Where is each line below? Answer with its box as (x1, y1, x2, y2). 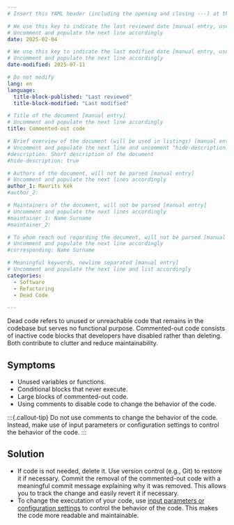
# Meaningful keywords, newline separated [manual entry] (7, 259, 179, 267)
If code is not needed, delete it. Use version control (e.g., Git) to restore (17, 467, 223, 475)
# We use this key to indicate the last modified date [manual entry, (7, 48, 217, 56)
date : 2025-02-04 (7, 36, 58, 42)
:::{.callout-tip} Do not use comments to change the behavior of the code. (7, 414, 218, 422)
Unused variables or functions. (17, 377, 106, 386)
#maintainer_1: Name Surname (7, 214, 92, 221)
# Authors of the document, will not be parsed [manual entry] (7, 170, 195, 177)
